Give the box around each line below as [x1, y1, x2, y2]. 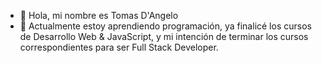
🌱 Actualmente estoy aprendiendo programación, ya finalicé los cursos [19, 20, 312, 32]
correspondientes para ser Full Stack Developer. [19, 41, 219, 53]
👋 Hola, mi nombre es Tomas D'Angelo [19, 10, 179, 21]
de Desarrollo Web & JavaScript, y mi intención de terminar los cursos [19, 31, 309, 42]
